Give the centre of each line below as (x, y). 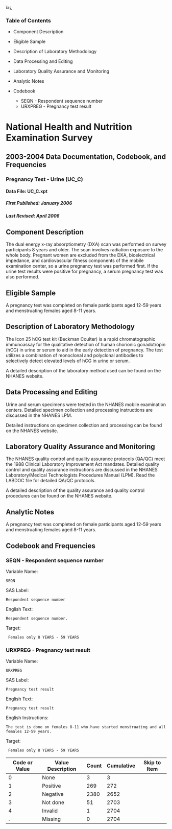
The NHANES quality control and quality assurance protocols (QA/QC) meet (85, 459)
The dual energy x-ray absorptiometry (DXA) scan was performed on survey (86, 244)
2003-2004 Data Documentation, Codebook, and (86, 157)
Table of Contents (29, 20)
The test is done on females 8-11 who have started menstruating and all (86, 727)
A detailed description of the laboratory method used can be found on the (83, 370)
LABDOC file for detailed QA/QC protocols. (51, 481)
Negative (53, 794)
